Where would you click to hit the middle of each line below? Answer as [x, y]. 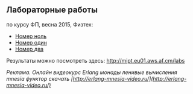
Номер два [29, 49]
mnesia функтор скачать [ [40, 78]
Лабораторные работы [52, 10]
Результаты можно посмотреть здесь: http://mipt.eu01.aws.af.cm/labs [96, 60]
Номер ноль [31, 36]
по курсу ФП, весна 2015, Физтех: [50, 24]
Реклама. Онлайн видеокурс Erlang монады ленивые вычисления [92, 72]
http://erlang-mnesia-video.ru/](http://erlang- [130, 78]
